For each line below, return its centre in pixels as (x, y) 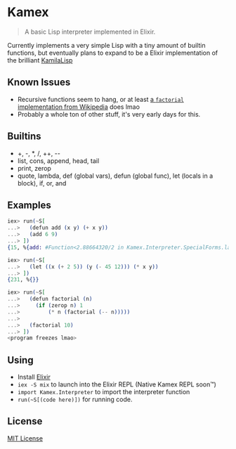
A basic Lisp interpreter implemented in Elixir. (90, 32)
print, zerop (34, 168)
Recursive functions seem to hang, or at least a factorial (100, 99)
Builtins (24, 137)
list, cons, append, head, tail (58, 161)
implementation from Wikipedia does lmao (79, 107)
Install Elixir (34, 377)
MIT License (25, 438)
